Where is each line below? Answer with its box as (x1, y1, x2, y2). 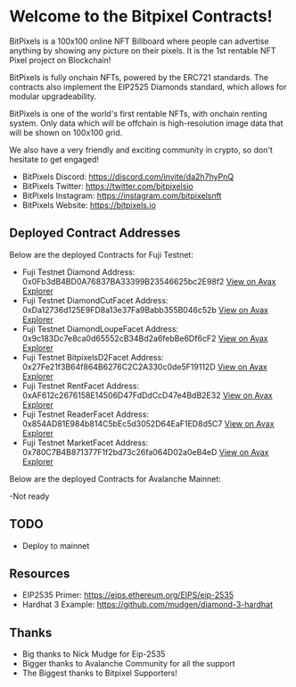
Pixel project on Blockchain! (9, 54, 111, 65)
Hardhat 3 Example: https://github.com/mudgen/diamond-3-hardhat (21, 600, 274, 610)
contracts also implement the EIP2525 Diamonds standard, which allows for (9, 81, 287, 92)
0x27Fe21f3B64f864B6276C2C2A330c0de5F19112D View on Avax (21, 361, 267, 372)
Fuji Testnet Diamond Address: (21, 266, 136, 277)
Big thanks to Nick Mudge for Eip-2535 (21, 649, 166, 659)
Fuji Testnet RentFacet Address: (21, 380, 140, 391)
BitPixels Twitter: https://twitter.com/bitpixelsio (21, 180, 193, 191)
